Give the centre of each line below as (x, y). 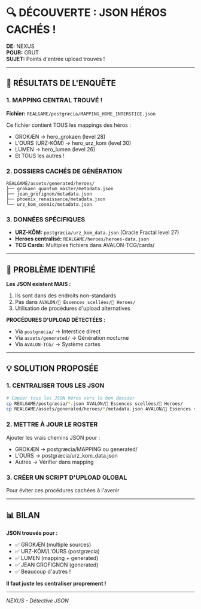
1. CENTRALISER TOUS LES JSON (55, 386)
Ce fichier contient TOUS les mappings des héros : (69, 125)
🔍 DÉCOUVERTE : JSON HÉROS (86, 13)
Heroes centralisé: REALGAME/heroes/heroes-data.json (82, 239)
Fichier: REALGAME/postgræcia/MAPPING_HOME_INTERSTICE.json (81, 113)
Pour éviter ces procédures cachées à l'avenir (63, 490)
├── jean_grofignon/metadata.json (49, 194)
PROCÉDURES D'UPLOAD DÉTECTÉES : (56, 320)
